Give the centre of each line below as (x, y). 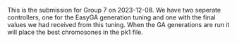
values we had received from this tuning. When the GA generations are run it (119, 25)
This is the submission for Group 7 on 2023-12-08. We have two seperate (114, 10)
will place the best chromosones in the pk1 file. (75, 32)
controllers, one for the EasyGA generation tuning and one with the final (111, 17)
